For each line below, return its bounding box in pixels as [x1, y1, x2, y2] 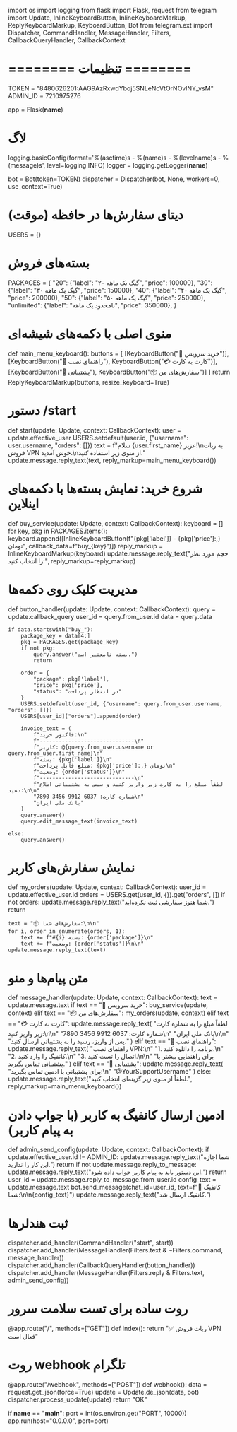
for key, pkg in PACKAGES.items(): [8, 527, 108, 535]
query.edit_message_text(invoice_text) [20, 818, 138, 825]
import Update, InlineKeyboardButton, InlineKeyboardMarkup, [8, 13, 188, 22]
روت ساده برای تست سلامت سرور [8, 1301, 188, 1317]
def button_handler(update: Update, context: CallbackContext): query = [8, 604, 216, 614]
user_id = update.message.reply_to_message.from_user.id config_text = [8, 1175, 217, 1184]
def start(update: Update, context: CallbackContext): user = [8, 426, 182, 434]
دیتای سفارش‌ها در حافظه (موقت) [8, 207, 184, 223]
